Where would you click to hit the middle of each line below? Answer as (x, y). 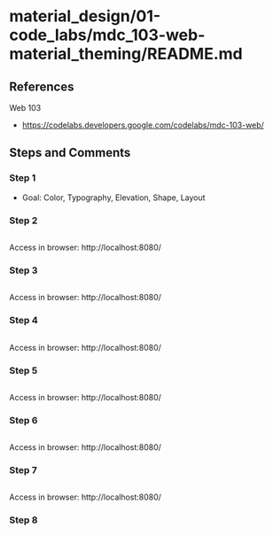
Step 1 (23, 178)
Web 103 (25, 108)
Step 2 (23, 221)
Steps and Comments (70, 153)
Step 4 (23, 321)
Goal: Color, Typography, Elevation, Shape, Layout (113, 198)
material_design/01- (85, 16)
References (42, 86)
